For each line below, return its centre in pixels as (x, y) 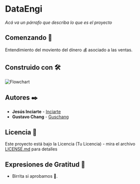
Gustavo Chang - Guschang (40, 117)
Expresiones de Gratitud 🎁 (45, 164)
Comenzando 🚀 (29, 38)
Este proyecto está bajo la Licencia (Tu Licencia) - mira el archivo (70, 144)
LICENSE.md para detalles (31, 149)
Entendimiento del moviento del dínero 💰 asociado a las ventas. (69, 50)
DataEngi (24, 9)
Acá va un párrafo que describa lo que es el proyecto (59, 22)
